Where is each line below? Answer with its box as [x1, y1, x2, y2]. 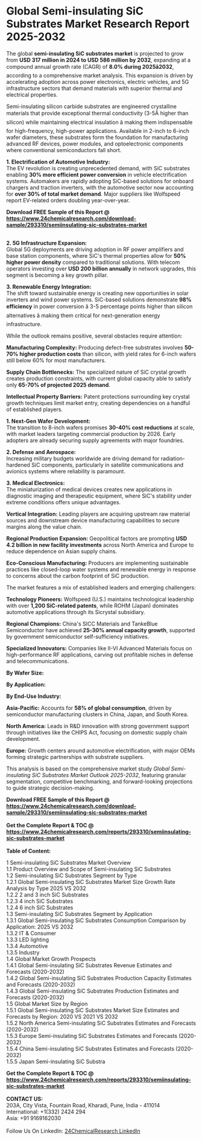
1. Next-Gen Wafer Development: [6, 417, 90, 424]
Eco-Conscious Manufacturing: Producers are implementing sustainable [6, 559, 189, 566]
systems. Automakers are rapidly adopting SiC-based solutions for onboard [6, 177, 194, 185]
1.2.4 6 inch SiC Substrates [6, 904, 74, 911]
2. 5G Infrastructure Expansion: [6, 239, 87, 246]
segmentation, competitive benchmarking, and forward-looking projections [6, 778, 193, 785]
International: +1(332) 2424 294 [6, 1108, 86, 1115]
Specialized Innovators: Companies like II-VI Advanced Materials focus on [6, 644, 192, 652]
